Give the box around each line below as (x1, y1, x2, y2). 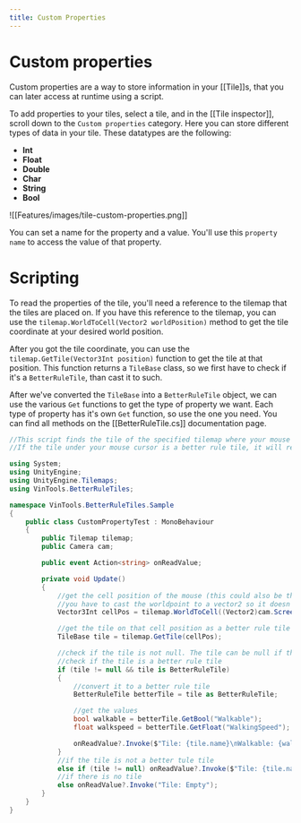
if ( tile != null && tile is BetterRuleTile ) (56, 664, 230, 674)
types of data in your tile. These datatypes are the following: (9, 127, 232, 138)
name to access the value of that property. (9, 236, 162, 247)
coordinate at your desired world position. (9, 326, 164, 337)
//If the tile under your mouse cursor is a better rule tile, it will (9, 443, 282, 452)
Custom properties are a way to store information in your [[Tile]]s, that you (9, 81, 284, 92)
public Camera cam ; (41, 543, 115, 552)
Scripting (9, 268, 80, 287)
